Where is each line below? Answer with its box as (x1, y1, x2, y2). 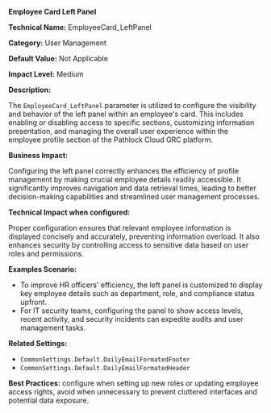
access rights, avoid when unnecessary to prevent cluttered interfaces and (8, 387, 258, 396)
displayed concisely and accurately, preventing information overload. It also (8, 232, 260, 241)
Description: (8, 85, 51, 94)
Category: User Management (8, 38, 107, 48)
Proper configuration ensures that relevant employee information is (8, 223, 231, 232)
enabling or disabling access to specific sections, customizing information (8, 118, 255, 127)
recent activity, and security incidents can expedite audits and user (19, 315, 244, 323)
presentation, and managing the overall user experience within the (8, 127, 228, 136)
